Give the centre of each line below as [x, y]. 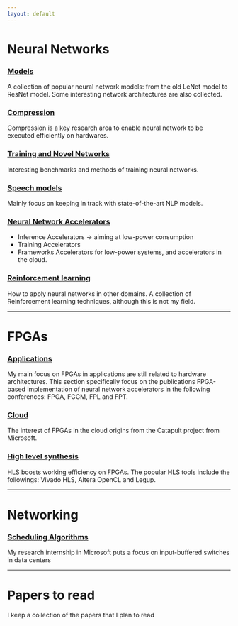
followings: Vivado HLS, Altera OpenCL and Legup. [81, 479]
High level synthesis [43, 456]
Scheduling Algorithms [48, 537]
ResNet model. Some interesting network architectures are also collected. [115, 94]
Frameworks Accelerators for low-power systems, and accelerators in [119, 252]
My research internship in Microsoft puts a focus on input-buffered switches [119, 553]
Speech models [35, 187]
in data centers [29, 560]
